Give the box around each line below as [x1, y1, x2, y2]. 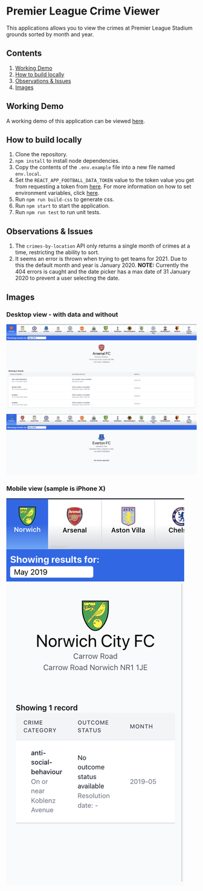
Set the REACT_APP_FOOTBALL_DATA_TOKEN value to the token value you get [14, 177, 195, 184]
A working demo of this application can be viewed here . [6, 117, 145, 125]
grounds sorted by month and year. [6, 30, 94, 38]
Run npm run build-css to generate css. [14, 196, 115, 203]
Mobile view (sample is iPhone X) [6, 484, 106, 493]
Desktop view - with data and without [6, 310, 118, 318]
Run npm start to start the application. [14, 202, 110, 209]
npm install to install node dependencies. [14, 157, 120, 165]
